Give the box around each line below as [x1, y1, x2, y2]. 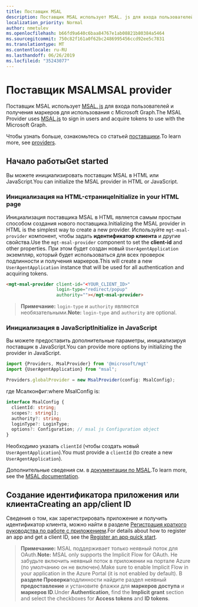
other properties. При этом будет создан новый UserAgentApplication [6, 245, 179, 252]
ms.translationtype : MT [6, 42, 65, 48]
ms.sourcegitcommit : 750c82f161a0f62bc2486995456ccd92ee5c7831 [6, 36, 165, 42]
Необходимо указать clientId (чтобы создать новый [6, 443, 140, 450]
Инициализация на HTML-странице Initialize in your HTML [6, 193, 179, 201]
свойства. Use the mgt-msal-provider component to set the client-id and [6, 238, 183, 246]
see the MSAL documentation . [6, 473, 80, 480]
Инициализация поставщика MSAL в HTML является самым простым [6, 213, 181, 221]
